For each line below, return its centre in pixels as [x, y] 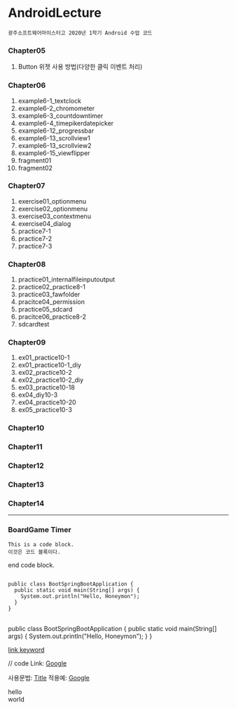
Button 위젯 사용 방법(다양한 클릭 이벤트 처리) [80, 67]
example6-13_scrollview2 [55, 145]
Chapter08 [27, 264]
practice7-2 [35, 238]
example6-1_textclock [49, 100]
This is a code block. [41, 544]
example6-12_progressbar [56, 131]
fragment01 [35, 160]
